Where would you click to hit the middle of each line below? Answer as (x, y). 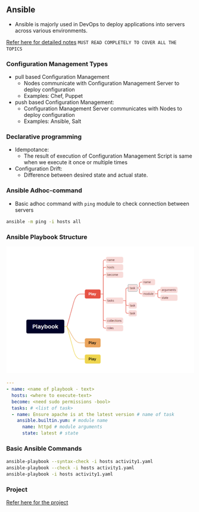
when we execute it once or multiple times (76, 162)
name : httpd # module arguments (62, 427)
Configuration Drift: (38, 169)
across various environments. (51, 30)
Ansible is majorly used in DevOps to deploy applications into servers (100, 24)
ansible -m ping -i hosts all (44, 221)
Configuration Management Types (57, 64)
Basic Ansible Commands (44, 448)
